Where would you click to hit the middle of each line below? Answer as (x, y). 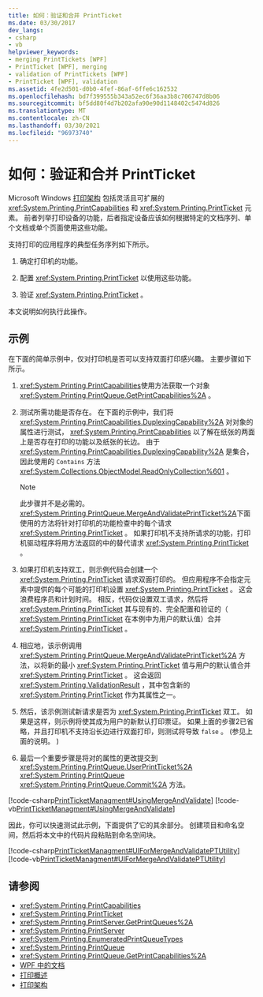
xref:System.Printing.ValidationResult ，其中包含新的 (105, 685)
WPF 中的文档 (42, 965)
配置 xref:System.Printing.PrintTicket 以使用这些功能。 (107, 278)
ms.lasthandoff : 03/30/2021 (54, 126)
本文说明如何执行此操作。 (50, 311)
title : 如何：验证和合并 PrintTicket (65, 15)
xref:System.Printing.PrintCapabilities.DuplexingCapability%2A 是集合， (136, 452)
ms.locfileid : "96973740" (50, 133)
